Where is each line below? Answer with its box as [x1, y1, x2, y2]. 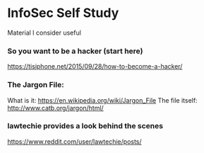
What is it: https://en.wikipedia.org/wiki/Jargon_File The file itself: [7, 96, 198, 104]
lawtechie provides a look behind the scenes [7, 121, 164, 131]
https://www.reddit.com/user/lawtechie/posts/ [7, 137, 143, 146]
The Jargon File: [7, 80, 65, 90]
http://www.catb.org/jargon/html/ [7, 103, 104, 112]
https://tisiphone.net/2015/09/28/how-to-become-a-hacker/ [7, 62, 183, 71]
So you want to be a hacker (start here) [7, 46, 143, 56]
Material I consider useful [7, 28, 81, 37]
